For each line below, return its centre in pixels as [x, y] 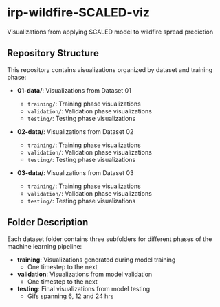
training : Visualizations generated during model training [96, 260]
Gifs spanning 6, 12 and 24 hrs [70, 296]
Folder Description [48, 222]
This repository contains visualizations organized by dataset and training [110, 69]
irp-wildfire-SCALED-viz [78, 13]
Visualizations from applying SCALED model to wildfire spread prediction [110, 32]
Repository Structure [53, 53]
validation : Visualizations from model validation [85, 274]
